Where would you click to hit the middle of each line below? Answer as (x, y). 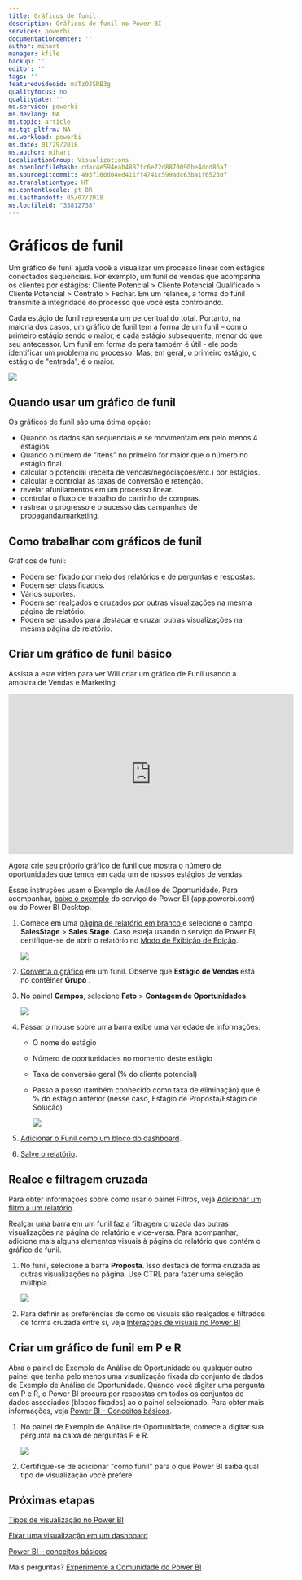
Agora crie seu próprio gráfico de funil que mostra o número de (115, 865)
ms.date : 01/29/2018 (44, 144)
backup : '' (27, 62)
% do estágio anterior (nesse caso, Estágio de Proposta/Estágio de (145, 1098)
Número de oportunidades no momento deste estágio (123, 1058)
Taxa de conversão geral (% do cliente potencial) (115, 1074)
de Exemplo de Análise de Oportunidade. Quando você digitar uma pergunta (136, 1385)
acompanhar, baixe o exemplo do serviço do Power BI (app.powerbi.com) (131, 898)
